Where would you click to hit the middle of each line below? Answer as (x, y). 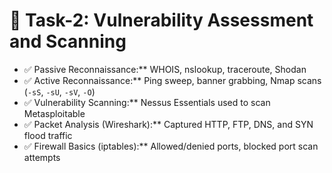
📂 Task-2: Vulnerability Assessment (161, 20)
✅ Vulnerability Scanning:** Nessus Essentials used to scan (147, 102)
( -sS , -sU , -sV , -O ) (59, 91)
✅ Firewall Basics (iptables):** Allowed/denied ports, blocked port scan (171, 146)
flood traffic (48, 135)
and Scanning (68, 41)
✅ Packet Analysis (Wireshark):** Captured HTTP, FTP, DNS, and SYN (168, 124)
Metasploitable (54, 113)
